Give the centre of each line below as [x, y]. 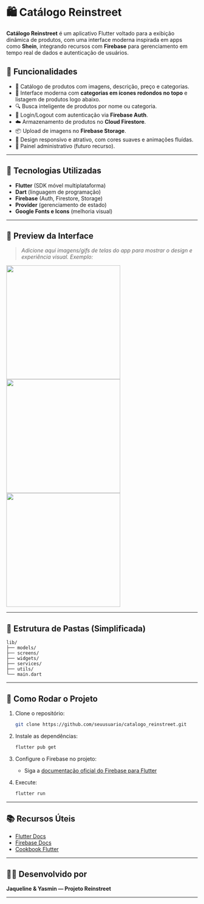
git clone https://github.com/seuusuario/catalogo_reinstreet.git [101, 724]
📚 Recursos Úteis [41, 819]
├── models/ [21, 648]
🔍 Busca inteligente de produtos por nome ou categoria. [86, 106]
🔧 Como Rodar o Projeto [52, 698]
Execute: [26, 782]
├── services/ [24, 664]
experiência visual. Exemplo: [57, 257]
